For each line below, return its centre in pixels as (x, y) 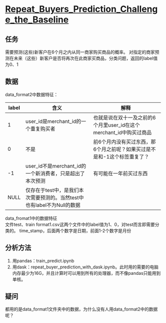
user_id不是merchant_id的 (56, 166)
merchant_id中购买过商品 (123, 132)
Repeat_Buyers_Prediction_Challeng (82, 9)
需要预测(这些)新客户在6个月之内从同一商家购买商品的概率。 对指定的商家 (80, 52)
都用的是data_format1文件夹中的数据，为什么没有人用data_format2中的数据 (82, 309)
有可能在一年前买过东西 (121, 173)
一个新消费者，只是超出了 (55, 173)
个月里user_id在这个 (116, 125)
